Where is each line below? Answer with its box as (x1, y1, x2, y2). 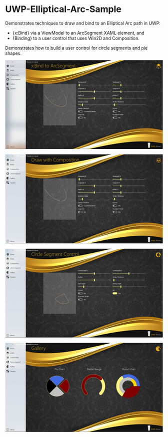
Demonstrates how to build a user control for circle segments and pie (5, 45, 148, 51)
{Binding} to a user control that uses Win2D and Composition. (12, 35, 140, 41)
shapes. (5, 50, 21, 56)
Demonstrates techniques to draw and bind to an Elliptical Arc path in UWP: (5, 20, 161, 26)
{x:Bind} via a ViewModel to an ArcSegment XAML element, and (12, 30, 144, 36)
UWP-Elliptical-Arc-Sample (5, 4, 121, 15)
